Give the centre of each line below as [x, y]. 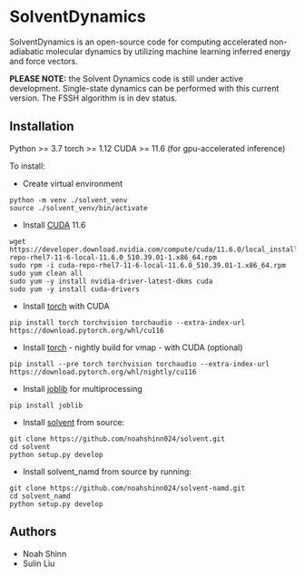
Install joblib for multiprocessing [82, 388]
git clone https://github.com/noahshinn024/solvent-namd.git [128, 488]
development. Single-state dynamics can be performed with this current [144, 88]
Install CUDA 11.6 [54, 225]
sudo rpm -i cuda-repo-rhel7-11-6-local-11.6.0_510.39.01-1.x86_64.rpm [148, 265]
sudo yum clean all [46, 273]
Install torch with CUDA [66, 306]
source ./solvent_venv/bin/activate [79, 208]
